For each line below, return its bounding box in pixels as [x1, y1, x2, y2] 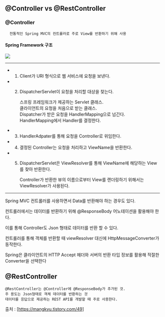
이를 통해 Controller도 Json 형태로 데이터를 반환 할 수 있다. [5, 225, 119, 231]
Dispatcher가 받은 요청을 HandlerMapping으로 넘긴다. [19, 111, 125, 117]
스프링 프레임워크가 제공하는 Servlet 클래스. [19, 99, 104, 105]
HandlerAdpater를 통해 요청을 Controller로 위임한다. [19, 133, 122, 139]
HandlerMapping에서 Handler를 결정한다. [19, 117, 101, 123]
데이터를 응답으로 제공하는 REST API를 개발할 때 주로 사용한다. [5, 297, 118, 302]
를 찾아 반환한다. [19, 166, 52, 172]
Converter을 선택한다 [5, 258, 47, 264]
